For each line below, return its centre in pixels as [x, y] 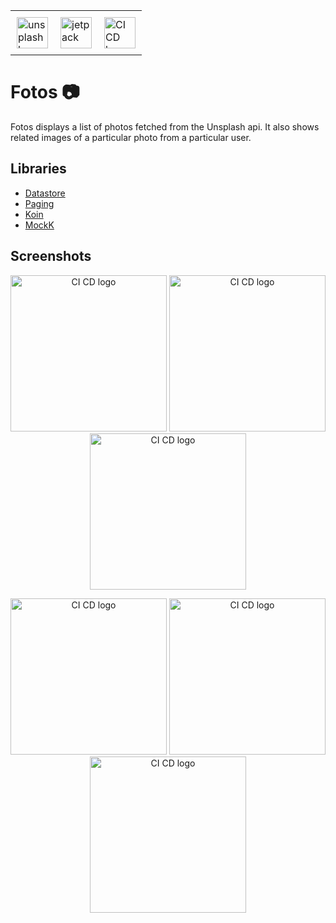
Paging [39, 203]
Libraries [38, 169]
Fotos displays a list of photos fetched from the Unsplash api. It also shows [165, 126]
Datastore [45, 193]
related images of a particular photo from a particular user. [131, 137]
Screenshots [51, 256]
